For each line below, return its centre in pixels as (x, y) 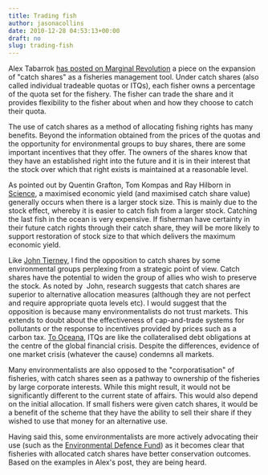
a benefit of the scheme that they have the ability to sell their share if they (130, 413)
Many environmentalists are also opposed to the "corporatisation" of (122, 370)
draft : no (25, 38)
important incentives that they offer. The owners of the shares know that (128, 153)
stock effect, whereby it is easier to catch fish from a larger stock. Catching (133, 211)
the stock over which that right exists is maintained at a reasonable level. (128, 170)
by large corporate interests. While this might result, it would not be (120, 387)
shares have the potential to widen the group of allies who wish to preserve (132, 277)
